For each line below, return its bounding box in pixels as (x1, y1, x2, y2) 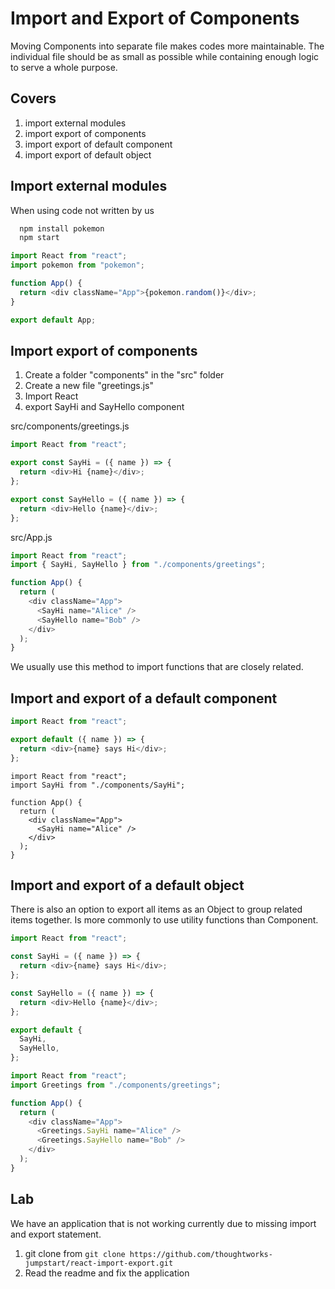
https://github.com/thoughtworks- (129, 1249, 273, 1259)
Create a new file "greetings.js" (24, 380, 155, 392)
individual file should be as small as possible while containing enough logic (10, 50, 320, 62)
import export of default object (24, 148, 152, 161)
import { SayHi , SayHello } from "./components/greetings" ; (10, 560, 267, 570)
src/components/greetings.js (10, 420, 130, 432)
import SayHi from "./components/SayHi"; (10, 780, 186, 790)
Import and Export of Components (10, 7, 300, 30)
